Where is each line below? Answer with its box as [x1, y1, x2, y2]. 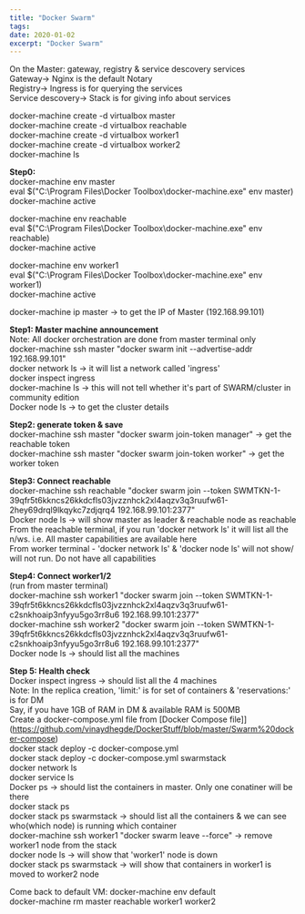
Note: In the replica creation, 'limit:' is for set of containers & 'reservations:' [9, 685, 291, 696]
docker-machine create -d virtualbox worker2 [9, 139, 181, 150]
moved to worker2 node [9, 868, 100, 879]
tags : [9, 22, 30, 31]
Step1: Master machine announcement [9, 324, 159, 335]
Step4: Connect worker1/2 [9, 571, 112, 582]
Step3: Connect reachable [9, 475, 111, 487]
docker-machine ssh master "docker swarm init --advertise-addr [9, 343, 253, 355]
